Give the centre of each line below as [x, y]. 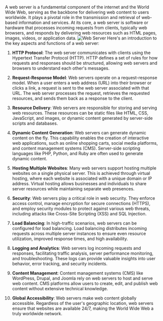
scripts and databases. [35, 123]
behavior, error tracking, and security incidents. [60, 264]
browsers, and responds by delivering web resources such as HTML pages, [81, 33]
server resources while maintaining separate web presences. [73, 189]
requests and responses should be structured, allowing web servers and [84, 63]
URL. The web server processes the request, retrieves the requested [81, 93]
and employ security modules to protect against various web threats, [81, 208]
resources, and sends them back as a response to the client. [73, 98]
